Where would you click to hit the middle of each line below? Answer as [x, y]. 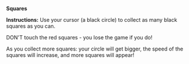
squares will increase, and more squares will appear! [70, 55]
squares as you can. [31, 26]
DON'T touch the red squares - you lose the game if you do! [79, 37]
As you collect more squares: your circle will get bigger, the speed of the [95, 49]
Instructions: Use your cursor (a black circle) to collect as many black [92, 20]
